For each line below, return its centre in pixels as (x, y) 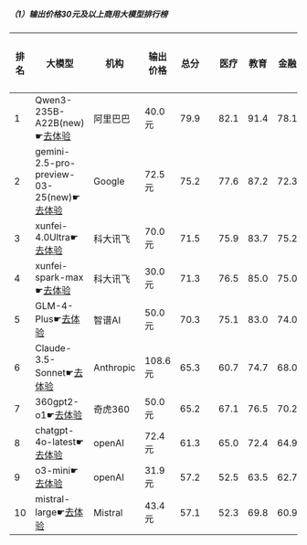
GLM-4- (54, 305)
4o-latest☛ (60, 442)
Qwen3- (54, 100)
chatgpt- (55, 430)
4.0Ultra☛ (57, 237)
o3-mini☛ (57, 470)
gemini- (53, 151)
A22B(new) (60, 123)
